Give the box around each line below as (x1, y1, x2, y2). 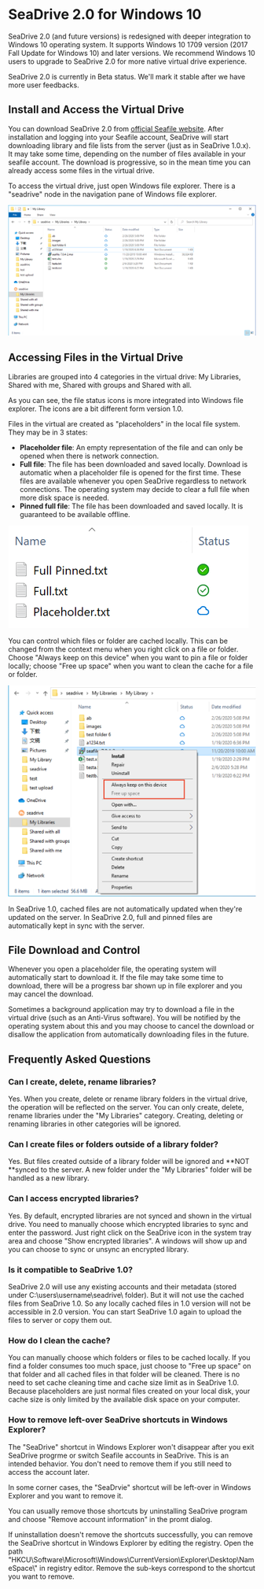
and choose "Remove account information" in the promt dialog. (8, 1514, 213, 1524)
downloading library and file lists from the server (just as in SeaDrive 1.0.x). (8, 140, 251, 150)
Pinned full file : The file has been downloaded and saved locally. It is (19, 501, 244, 511)
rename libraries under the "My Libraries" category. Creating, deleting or (8, 1111, 244, 1121)
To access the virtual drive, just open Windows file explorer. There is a (8, 181, 236, 190)
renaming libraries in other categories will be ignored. (8, 1119, 181, 1129)
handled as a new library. (8, 1173, 90, 1183)
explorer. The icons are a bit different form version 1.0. (8, 404, 184, 413)
